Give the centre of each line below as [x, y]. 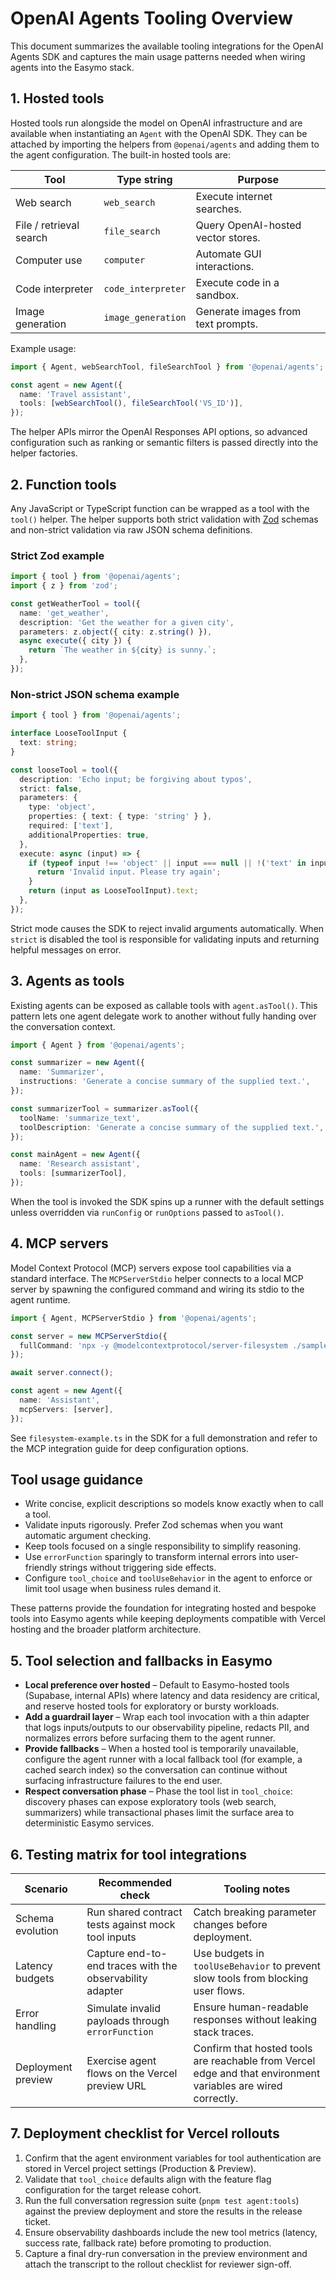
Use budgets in [229, 1954]
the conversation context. [63, 1026]
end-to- [147, 1954]
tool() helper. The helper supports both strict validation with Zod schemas [164, 519]
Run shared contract [134, 1912]
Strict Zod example [57, 555]
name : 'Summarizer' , [62, 1072]
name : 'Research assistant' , [80, 1164]
